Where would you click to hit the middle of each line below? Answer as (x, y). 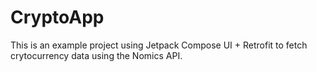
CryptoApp (57, 17)
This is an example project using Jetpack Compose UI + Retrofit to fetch (159, 45)
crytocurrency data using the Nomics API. (96, 55)
